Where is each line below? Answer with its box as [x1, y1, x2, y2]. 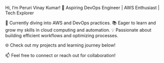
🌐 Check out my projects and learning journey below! [5, 42, 116, 48]
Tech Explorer [5, 10, 34, 16]
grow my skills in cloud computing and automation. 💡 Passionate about [5, 27, 151, 33]
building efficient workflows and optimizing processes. [5, 33, 119, 38]
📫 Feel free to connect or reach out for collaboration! [5, 53, 116, 58]
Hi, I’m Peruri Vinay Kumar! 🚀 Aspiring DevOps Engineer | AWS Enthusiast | [5, 5, 159, 10]
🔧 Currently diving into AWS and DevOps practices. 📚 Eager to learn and [5, 20, 156, 26]
